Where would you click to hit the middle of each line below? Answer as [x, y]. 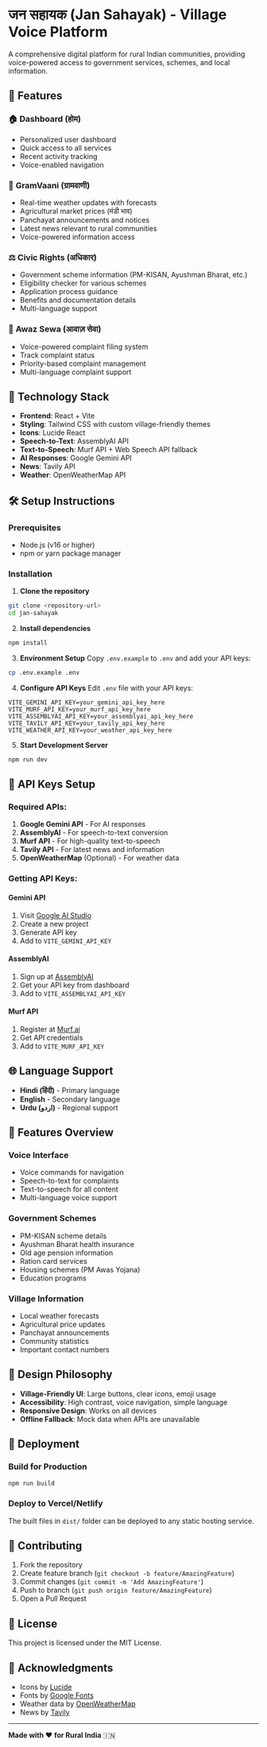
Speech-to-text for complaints [69, 1181]
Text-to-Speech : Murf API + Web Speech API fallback [108, 450]
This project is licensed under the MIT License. [85, 1643]
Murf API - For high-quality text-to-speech [90, 841]
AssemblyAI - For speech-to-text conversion [94, 833]
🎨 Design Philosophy [60, 1375]
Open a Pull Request [53, 1598]
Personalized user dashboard [68, 139]
